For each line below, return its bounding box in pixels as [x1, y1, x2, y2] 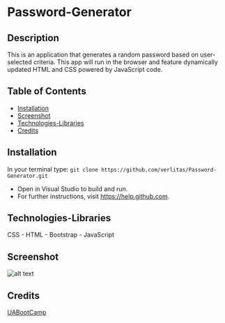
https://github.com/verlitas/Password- [100, 166, 217, 173]
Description [7, 32, 59, 44]
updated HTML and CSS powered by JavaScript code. [7, 66, 163, 73]
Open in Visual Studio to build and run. [17, 184, 128, 193]
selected [7, 58, 33, 66]
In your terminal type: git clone [7, 165, 99, 173]
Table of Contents [7, 85, 87, 98]
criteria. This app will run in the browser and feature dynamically [33, 58, 218, 66]
